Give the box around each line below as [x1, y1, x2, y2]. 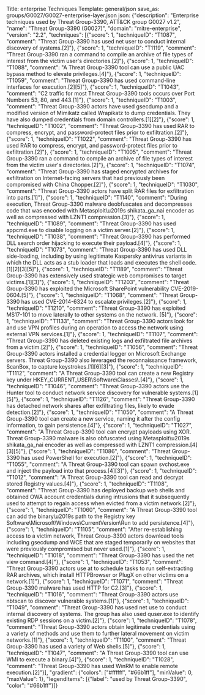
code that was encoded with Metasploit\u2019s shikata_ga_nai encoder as [6, 207, 195, 214]
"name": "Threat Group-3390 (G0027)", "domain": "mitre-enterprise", [6, 24, 182, 32]
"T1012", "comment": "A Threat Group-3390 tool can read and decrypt [6, 474, 184, 481]
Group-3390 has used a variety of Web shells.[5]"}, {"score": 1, [6, 643, 166, 650]
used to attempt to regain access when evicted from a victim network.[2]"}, [6, 500, 196, 507]
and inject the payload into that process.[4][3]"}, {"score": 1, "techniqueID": [6, 467, 197, 474]
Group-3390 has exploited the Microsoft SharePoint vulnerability [6, 285, 170, 292]
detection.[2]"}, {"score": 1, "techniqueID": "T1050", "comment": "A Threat [6, 408, 194, 416]
